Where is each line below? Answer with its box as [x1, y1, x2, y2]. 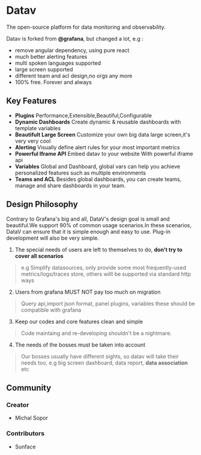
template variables [14, 124, 61, 132]
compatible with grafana [20, 306, 82, 314]
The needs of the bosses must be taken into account [14, 341, 146, 348]
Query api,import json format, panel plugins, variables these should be [20, 300, 195, 307]
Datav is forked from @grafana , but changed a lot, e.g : [6, 35, 144, 42]
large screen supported [14, 65, 73, 73]
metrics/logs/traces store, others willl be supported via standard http [20, 270, 191, 278]
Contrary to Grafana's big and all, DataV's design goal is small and [6, 215, 170, 222]
